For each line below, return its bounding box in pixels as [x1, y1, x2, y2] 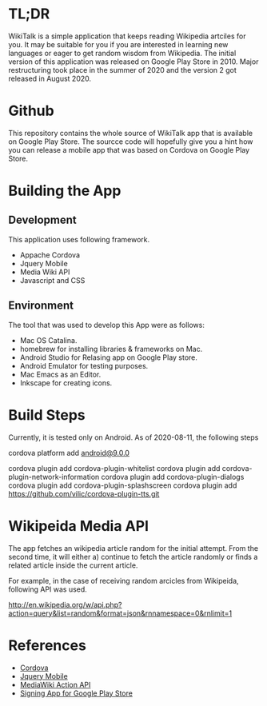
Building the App [8, 181, 122, 200]
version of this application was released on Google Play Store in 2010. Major [8, 57, 259, 66]
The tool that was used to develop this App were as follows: [8, 320, 205, 329]
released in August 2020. [8, 74, 92, 83]
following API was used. [8, 584, 88, 594]
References [8, 636, 86, 654]
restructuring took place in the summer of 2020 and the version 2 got [8, 65, 237, 74]
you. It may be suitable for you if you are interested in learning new [8, 39, 229, 49]
